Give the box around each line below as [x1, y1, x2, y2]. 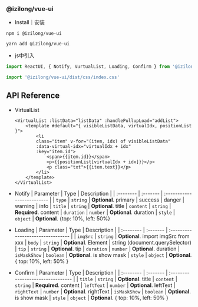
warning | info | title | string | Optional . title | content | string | [14, 202, 171, 209]
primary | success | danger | [115, 196, 184, 203]
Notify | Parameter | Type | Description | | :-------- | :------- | [14, 190, 163, 197]
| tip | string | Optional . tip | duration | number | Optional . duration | [14, 245, 180, 252]
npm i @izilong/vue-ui [6, 31, 62, 37]
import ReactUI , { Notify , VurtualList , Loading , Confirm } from [6, 64, 170, 70]
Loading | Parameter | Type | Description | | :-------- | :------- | [14, 226, 168, 233]
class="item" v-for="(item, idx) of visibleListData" [36, 138, 171, 144]
